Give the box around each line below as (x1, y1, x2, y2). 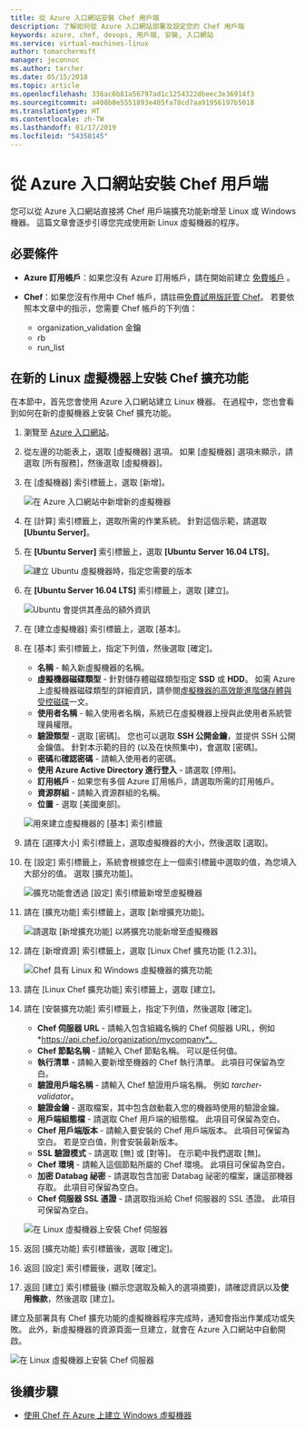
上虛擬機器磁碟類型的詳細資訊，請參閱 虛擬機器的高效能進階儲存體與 (36, 685, 292, 696)
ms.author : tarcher (10, 65, 84, 74)
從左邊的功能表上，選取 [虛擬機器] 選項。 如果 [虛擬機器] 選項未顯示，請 (23, 447, 293, 458)
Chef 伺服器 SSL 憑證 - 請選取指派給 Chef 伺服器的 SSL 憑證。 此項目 (36, 1193, 296, 1204)
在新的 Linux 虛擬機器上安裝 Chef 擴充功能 (10, 370, 249, 387)
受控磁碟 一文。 (36, 697, 94, 708)
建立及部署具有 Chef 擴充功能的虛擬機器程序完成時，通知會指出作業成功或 (10, 1313, 288, 1323)
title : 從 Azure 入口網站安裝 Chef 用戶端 (10, 13, 160, 23)
